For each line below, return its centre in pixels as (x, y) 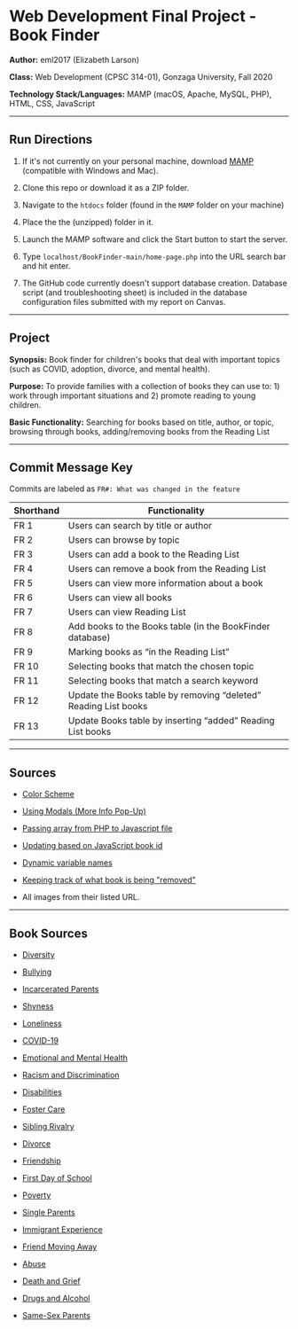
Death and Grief (51, 1281)
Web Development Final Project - (133, 16)
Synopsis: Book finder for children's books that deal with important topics (145, 359)
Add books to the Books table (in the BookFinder (169, 627)
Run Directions (51, 140)
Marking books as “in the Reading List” (149, 652)
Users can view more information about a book (165, 583)
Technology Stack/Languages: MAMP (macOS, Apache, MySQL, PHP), (141, 94)
